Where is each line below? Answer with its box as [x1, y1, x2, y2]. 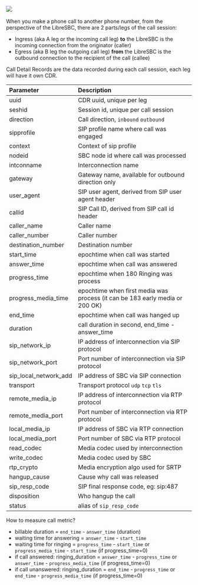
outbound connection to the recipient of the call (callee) [14, 54, 150, 61]
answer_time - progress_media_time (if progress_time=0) [14, 560, 151, 567]
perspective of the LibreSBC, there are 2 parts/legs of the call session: [6, 24, 177, 31]
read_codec [9, 444, 42, 452]
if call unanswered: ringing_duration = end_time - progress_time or [14, 566, 176, 573]
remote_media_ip [9, 395, 57, 402]
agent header [78, 195, 115, 203]
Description [78, 86, 112, 94]
